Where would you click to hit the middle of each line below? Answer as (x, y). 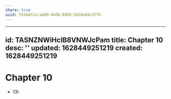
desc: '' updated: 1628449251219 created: (74, 48)
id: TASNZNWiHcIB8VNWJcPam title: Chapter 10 (84, 40)
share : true (18, 10)
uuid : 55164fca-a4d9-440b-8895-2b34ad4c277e (53, 15)
